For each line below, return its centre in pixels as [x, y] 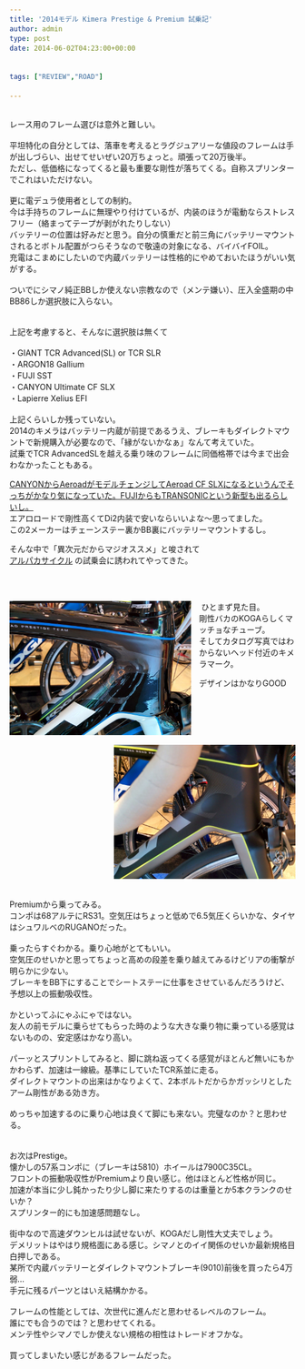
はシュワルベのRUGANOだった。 [70, 927]
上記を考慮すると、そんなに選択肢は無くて [89, 331]
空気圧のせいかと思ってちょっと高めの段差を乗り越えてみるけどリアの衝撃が [152, 959]
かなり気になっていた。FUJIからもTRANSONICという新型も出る [152, 495]
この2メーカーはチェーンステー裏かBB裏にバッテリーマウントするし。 [140, 529]
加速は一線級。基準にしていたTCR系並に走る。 [136, 1070]
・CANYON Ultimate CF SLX [62, 387]
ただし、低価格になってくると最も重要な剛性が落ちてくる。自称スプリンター [152, 167]
